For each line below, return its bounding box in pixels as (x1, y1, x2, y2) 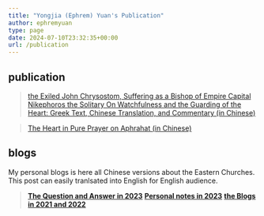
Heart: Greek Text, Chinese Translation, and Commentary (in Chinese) (27, 108, 256, 117)
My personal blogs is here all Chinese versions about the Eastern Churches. (8, 167, 255, 176)
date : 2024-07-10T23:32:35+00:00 (8, 33, 119, 42)
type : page (8, 26, 44, 34)
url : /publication (8, 41, 69, 49)
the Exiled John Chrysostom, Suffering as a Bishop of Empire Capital (27, 91, 251, 100)
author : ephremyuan (8, 19, 73, 27)
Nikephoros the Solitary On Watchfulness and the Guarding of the (27, 100, 242, 109)
